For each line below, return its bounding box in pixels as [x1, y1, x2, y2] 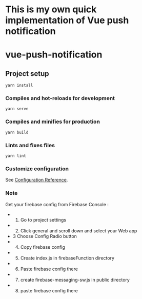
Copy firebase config [20, 244, 65, 250]
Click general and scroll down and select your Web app [20, 227, 137, 234]
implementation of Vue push [5, 14, 129, 26]
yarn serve [5, 106, 29, 111]
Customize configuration [5, 165, 69, 172]
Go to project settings [20, 216, 67, 223]
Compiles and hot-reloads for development [5, 95, 115, 102]
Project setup [5, 69, 50, 78]
